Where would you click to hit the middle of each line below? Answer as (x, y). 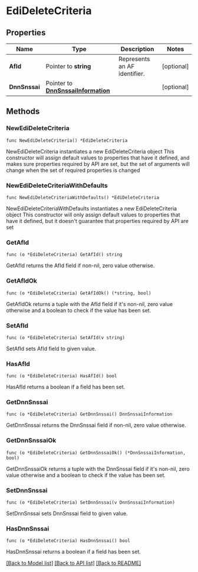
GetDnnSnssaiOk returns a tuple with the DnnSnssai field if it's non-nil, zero (98, 468)
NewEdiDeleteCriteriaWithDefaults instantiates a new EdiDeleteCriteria (92, 208)
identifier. (132, 74)
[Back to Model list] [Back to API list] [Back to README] (74, 563)
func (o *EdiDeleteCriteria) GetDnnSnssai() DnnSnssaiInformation (89, 414)
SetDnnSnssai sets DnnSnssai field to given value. (67, 514)
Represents (134, 59)
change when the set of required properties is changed (73, 170)
